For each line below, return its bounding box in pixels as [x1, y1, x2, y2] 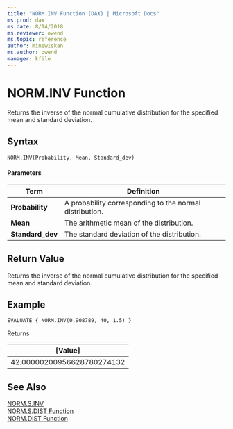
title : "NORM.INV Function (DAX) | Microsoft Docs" [7, 10, 159, 17]
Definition [126, 186, 161, 196]
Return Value [7, 253, 64, 264]
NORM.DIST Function [7, 414, 68, 423]
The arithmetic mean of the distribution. [64, 218, 193, 228]
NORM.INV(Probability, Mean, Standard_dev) [7, 154, 135, 161]
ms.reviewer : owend [7, 29, 64, 37]
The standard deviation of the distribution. [64, 229, 201, 239]
